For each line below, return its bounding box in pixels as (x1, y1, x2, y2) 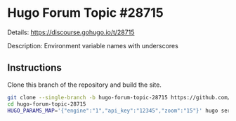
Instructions (7, 62, 62, 74)
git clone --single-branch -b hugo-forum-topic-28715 (7, 94, 169, 101)
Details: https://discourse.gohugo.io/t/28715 (7, 28, 135, 36)
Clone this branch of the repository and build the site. (7, 80, 162, 89)
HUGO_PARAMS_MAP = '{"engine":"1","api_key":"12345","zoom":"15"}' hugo (7, 107, 218, 114)
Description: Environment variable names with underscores (7, 41, 179, 50)
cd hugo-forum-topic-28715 (7, 100, 86, 108)
